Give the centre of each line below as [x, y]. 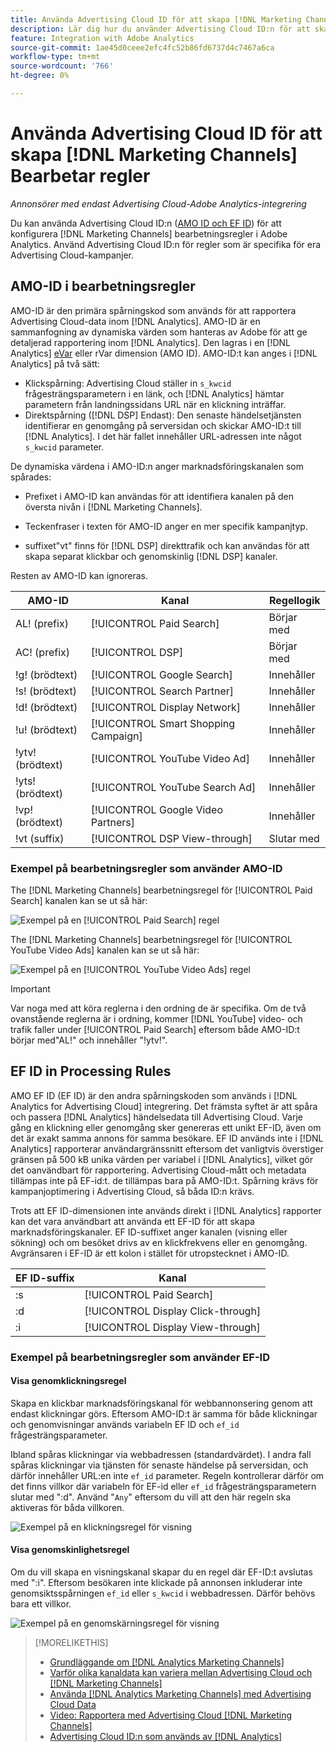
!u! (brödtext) [46, 729]
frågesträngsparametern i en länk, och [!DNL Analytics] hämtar [154, 393]
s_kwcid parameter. [64, 447]
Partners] [112, 822]
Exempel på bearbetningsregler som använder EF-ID [140, 1357]
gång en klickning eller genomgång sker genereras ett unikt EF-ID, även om [166, 1127]
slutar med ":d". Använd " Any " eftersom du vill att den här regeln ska [151, 1497]
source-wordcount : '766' [62, 66]
